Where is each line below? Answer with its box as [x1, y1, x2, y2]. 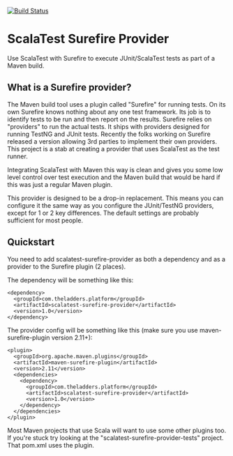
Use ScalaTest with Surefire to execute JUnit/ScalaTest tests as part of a [7, 54, 215, 62]
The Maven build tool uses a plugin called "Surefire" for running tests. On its [7, 100, 226, 108]
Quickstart [7, 236, 55, 248]
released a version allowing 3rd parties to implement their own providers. [7, 137, 218, 146]
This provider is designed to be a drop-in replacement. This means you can [7, 194, 224, 202]
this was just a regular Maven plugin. [7, 180, 113, 188]
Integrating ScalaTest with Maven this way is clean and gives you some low [7, 165, 223, 174]
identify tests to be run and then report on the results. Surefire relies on [7, 115, 212, 123]
